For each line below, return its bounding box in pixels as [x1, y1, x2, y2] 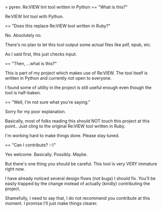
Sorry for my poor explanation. [5, 109, 66, 114]
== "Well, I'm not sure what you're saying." [5, 99, 90, 105]
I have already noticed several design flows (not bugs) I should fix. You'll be [5, 176, 156, 181]
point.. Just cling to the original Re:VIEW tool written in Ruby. [5, 123, 126, 129]
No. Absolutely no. [5, 33, 42, 38]
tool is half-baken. [5, 90, 41, 95]
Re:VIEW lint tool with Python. [5, 14, 64, 19]
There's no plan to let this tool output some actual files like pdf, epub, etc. [5, 42, 151, 48]
